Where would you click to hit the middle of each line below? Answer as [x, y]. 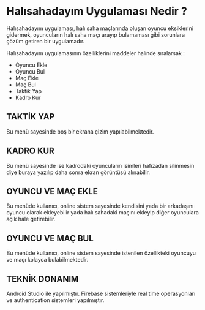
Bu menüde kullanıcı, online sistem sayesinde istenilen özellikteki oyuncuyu [101, 253]
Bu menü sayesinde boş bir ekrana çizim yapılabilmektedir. [80, 131]
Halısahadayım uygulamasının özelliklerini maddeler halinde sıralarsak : [95, 53]
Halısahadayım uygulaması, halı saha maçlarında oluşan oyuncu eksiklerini [100, 28]
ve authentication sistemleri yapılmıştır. [55, 300]
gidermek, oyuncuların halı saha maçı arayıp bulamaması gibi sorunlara [96, 34]
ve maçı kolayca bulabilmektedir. [47, 260]
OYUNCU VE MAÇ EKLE [52, 191]
